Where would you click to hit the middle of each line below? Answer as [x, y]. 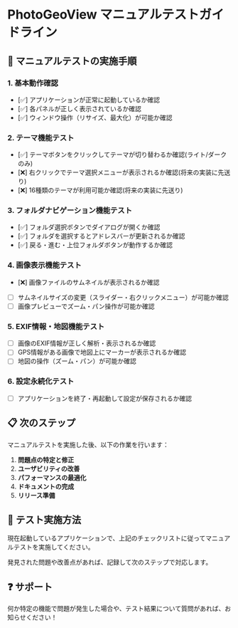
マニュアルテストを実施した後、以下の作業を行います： [88, 444]
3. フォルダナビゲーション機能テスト [70, 211]
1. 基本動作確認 [33, 83]
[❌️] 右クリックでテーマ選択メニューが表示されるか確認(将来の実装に [118, 172]
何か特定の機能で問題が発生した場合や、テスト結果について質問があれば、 [116, 609]
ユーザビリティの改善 [49, 469]
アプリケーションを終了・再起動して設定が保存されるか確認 [105, 398]
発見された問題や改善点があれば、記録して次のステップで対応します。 [110, 562]
